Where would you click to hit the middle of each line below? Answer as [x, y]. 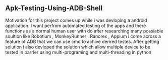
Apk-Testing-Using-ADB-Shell [54, 8]
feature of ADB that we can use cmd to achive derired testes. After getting [82, 41]
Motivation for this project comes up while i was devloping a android [76, 20]
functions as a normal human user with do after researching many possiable [84, 31]
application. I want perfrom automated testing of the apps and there [76, 25]
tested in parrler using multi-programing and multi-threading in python [78, 52]
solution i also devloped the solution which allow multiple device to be [78, 46]
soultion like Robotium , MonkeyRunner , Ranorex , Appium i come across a [83, 36]
